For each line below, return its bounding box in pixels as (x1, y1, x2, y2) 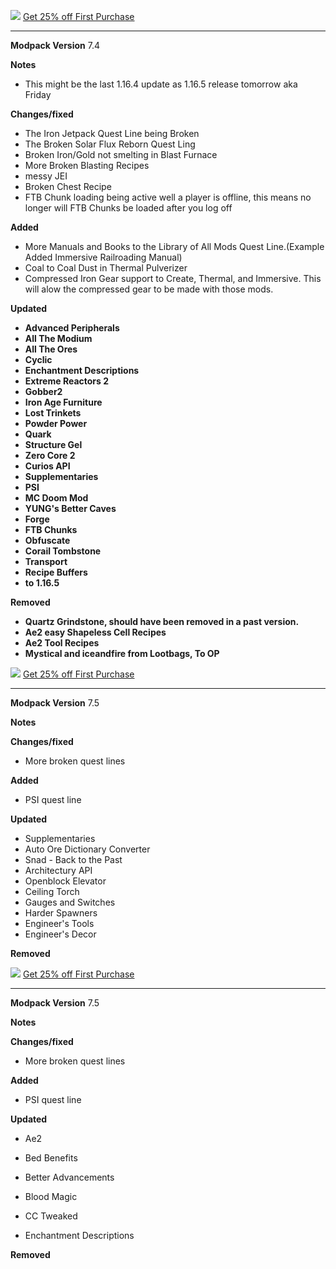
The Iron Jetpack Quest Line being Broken (24, 128, 200, 139)
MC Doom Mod (24, 492, 89, 504)
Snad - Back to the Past (24, 854, 123, 865)
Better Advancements (24, 1171, 115, 1183)
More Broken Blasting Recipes (24, 160, 150, 171)
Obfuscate (24, 535, 71, 546)
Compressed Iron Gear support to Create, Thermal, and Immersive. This (24, 273, 322, 284)
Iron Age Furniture (24, 396, 103, 408)
